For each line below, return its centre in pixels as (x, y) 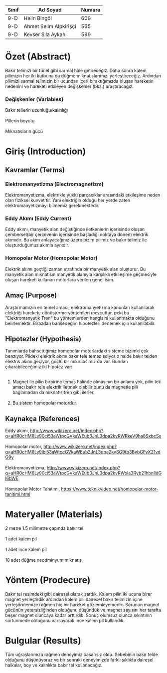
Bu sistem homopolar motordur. (45, 403)
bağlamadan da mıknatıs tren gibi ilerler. (53, 392)
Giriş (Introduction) (46, 151)
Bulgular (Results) (43, 641)
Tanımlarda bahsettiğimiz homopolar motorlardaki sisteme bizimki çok (77, 351)
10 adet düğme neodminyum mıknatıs (44, 560)
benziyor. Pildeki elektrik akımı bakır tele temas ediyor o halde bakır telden (81, 356)
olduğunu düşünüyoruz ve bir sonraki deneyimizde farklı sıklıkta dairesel (79, 660)
